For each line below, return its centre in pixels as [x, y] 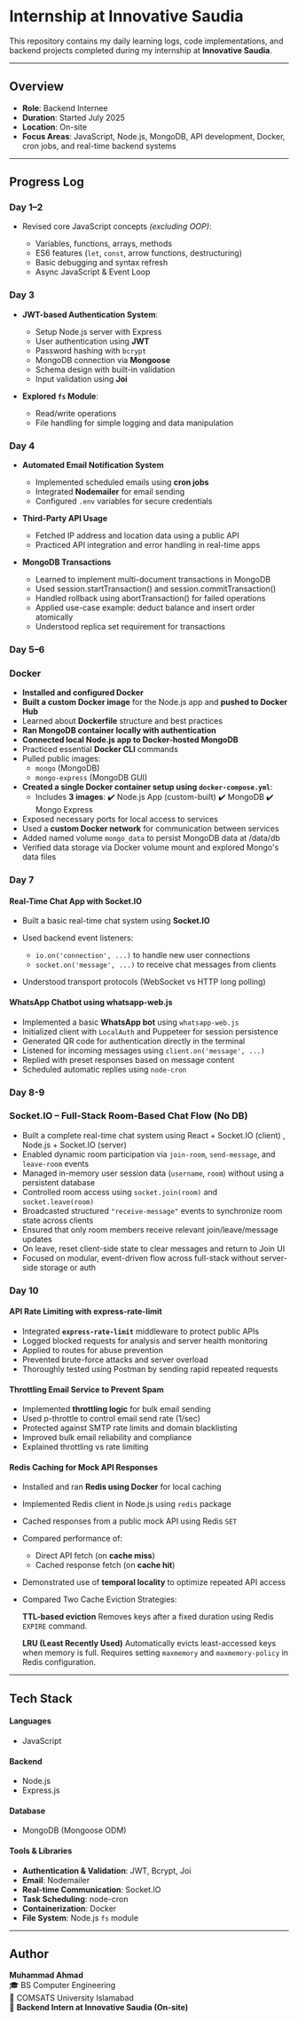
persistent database [59, 1182]
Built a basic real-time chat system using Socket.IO [116, 921]
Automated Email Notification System [93, 465]
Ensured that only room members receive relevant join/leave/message [150, 1229]
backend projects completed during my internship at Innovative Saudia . [141, 50]
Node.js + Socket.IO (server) [74, 1145]
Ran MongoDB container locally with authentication [119, 731]
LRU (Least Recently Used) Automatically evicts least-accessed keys [149, 1644]
